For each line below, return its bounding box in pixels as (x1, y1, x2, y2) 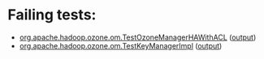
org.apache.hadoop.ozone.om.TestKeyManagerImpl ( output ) (19, 40, 223, 50)
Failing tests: (7, 6, 97, 24)
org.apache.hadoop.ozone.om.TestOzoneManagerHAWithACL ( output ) (19, 32, 257, 42)
